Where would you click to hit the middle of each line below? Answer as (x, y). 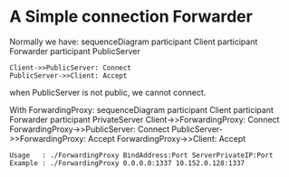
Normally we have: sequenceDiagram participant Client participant (134, 42)
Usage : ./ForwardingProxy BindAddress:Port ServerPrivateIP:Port (141, 155)
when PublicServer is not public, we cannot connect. (108, 92)
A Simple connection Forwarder (131, 17)
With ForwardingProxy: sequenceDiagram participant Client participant (142, 109)
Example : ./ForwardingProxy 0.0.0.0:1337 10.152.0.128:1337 (127, 163)
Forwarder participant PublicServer (75, 51)
